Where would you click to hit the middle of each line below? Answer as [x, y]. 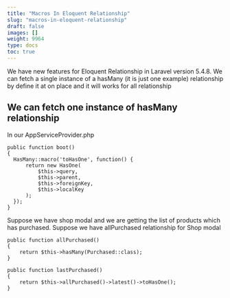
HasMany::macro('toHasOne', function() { [73, 159]
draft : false [26, 26]
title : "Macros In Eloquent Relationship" [69, 13]
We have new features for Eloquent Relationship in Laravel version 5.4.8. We [115, 71]
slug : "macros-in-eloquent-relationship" [67, 20]
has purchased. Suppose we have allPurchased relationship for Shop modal [114, 227]
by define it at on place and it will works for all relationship [89, 86]
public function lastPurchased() [55, 270]
